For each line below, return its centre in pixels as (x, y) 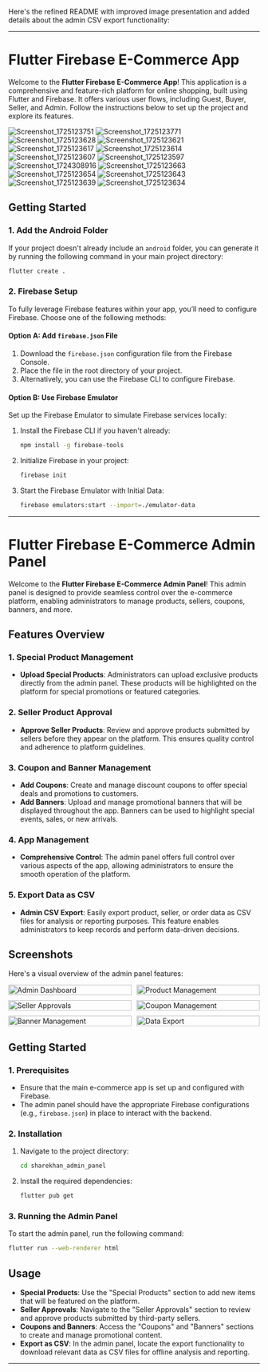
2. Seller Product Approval (61, 713)
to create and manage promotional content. (91, 1335)
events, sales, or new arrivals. (69, 819)
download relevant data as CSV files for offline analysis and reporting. (135, 1352)
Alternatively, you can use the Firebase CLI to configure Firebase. (127, 379)
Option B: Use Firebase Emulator (63, 397)
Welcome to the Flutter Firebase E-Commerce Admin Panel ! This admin (127, 584)
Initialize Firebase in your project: (74, 461)
